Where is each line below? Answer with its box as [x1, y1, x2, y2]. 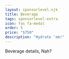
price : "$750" [5, 30, 34, 35]
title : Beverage [5, 12, 38, 17]
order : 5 [5, 26, 23, 30]
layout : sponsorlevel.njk [5, 7, 58, 12]
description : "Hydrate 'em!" [5, 35, 65, 40]
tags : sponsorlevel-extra [5, 16, 58, 21]
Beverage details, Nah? [5, 48, 52, 54]
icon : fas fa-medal [5, 21, 45, 26]
